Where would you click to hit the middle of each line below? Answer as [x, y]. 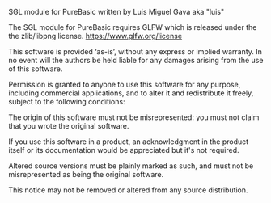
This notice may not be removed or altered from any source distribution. [128, 190]
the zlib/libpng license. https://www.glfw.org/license [95, 36]
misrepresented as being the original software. [86, 174]
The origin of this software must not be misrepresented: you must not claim [134, 117]
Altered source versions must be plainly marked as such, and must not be [131, 166]
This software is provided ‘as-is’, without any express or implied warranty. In [135, 51]
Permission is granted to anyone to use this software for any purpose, [125, 85]
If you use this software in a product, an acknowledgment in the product [129, 142]
